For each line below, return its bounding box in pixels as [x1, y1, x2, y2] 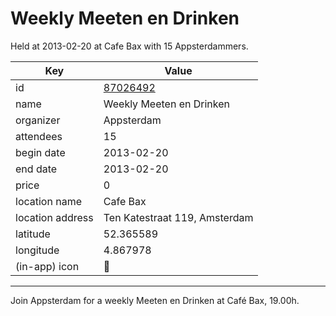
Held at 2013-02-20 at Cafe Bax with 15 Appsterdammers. [10, 40, 249, 52]
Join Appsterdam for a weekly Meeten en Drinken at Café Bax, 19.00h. [10, 294, 300, 306]
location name [15, 194, 82, 208]
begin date [15, 145, 66, 159]
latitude [15, 227, 51, 241]
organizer [15, 113, 61, 127]
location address [15, 210, 94, 224]
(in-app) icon [15, 259, 80, 273]
